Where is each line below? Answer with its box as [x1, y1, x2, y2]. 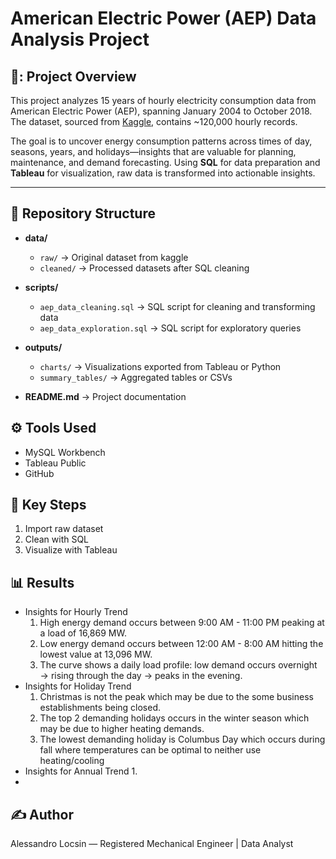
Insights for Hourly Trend [24, 606, 128, 618]
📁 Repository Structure [10, 205, 156, 222]
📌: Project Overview [10, 68, 137, 85]
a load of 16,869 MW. [39, 627, 127, 639]
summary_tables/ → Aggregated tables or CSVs [39, 371, 233, 383]
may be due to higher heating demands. [39, 723, 205, 735]
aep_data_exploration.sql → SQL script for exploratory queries [39, 322, 302, 334]
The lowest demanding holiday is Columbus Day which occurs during [39, 733, 326, 746]
